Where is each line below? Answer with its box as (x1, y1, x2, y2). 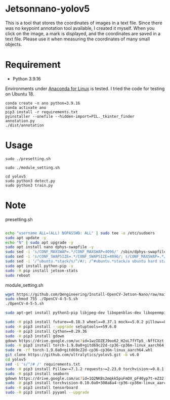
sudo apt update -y (5, 235, 47, 240)
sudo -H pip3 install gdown (5, 333, 65, 339)
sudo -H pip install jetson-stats (5, 268, 78, 273)
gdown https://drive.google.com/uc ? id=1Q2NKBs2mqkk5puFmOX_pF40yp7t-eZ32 (5, 376, 164, 381)
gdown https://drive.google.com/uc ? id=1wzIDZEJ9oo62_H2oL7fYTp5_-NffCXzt (5, 338, 164, 343)
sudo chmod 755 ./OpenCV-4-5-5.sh (5, 296, 78, 301)
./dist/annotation (5, 122, 44, 128)
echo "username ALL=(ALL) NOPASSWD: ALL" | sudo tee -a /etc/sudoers (5, 231, 155, 236)
